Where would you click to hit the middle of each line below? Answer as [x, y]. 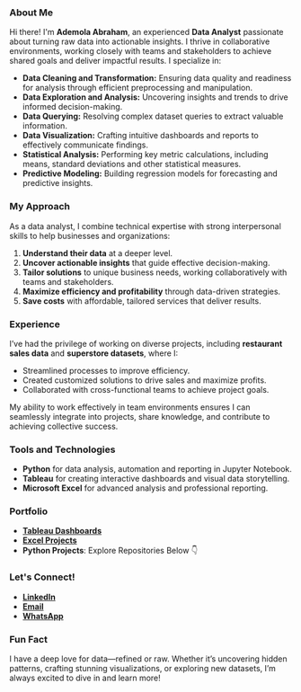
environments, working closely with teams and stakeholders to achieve [141, 51]
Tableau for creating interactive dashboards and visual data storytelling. [156, 479]
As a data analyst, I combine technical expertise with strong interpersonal [145, 226]
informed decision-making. [72, 107]
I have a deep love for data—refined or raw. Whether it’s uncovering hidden [148, 659]
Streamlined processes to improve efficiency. [106, 370]
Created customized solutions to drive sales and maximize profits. [144, 380]
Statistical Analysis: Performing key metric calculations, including [145, 155]
